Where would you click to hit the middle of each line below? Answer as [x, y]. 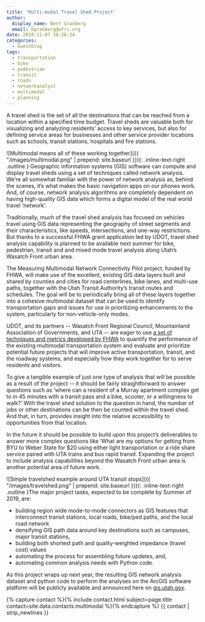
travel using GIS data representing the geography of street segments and [99, 224]
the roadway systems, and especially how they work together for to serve [99, 358]
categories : [21, 41]
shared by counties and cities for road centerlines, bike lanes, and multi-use [102, 281]
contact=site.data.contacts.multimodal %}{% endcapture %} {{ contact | [98, 606]
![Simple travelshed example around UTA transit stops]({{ [79, 479]
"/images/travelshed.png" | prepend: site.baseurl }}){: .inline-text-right [95, 485]
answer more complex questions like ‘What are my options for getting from [100, 441]
